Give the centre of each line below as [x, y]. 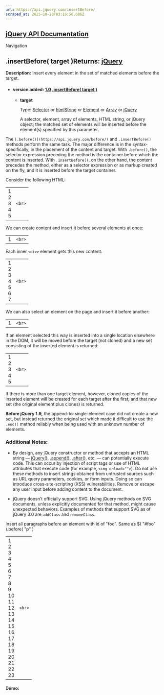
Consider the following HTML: [36, 180]
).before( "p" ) [20, 529]
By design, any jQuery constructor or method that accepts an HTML [81, 453]
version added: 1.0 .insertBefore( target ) [55, 89]
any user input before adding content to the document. [68, 489]
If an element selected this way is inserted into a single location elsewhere [80, 336]
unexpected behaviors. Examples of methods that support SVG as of [82, 509]
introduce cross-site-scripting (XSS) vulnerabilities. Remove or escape [84, 484]
